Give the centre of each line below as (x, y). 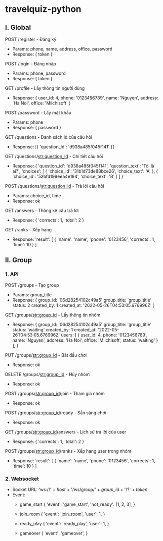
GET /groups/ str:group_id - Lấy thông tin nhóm (53, 315)
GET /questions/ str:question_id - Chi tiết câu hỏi (54, 156)
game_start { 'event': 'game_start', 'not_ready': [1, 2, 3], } (77, 504)
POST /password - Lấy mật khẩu (38, 113)
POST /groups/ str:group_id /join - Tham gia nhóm (55, 393)
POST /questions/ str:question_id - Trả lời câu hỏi (55, 186)
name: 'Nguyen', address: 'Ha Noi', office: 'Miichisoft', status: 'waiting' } (85, 340)
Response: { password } (37, 128)
